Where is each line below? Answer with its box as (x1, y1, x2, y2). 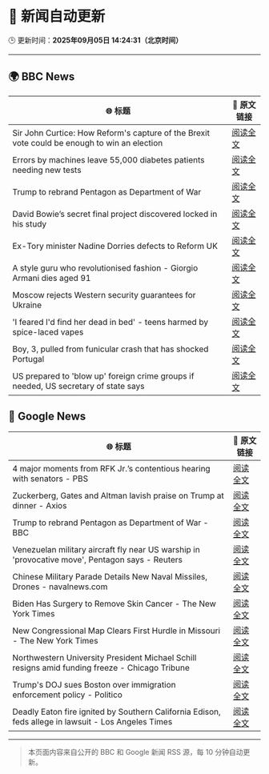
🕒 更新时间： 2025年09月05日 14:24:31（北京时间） (8, 35, 183, 45)
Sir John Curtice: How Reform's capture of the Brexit (12, 127, 211, 138)
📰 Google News (8, 410, 86, 423)
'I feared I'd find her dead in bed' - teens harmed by (12, 316, 209, 327)
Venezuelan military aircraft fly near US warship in (12, 543, 200, 555)
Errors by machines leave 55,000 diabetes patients (12, 154, 205, 165)
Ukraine (12, 299, 42, 311)
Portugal (12, 353, 45, 364)
